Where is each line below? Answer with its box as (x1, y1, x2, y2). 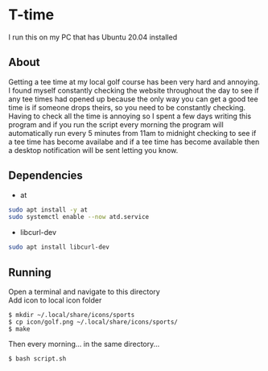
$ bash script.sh (8, 355, 67, 363)
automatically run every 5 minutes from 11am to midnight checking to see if (8, 128, 257, 138)
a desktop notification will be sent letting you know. (8, 145, 179, 155)
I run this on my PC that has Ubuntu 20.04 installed (8, 32, 178, 42)
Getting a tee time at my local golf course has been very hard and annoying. (8, 76, 260, 86)
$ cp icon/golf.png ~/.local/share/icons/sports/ (8, 318, 179, 326)
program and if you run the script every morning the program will (8, 119, 224, 130)
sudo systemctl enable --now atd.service (8, 213, 150, 221)
